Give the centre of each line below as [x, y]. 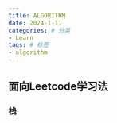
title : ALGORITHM [37, 15]
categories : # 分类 [39, 30]
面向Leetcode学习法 [58, 87]
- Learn [21, 38]
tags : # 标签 [29, 45]
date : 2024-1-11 [35, 23]
